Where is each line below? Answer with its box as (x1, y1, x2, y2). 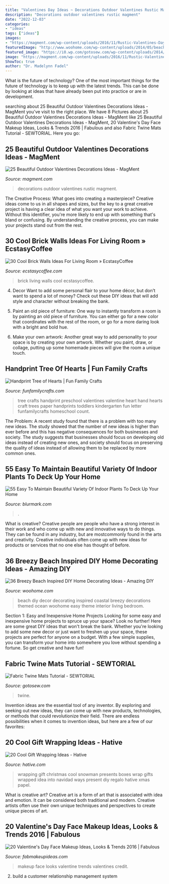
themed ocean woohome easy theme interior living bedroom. (17, 603, 144, 609)
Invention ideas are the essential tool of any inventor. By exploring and (5, 702, 151, 708)
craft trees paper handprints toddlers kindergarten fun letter (17, 403, 142, 409)
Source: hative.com (5, 761, 46, 767)
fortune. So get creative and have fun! (5, 645, 84, 651)
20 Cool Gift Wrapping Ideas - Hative (5, 738, 123, 747)
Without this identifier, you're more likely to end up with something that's (5, 211, 156, 217)
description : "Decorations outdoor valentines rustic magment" (5, 12, 141, 17)
